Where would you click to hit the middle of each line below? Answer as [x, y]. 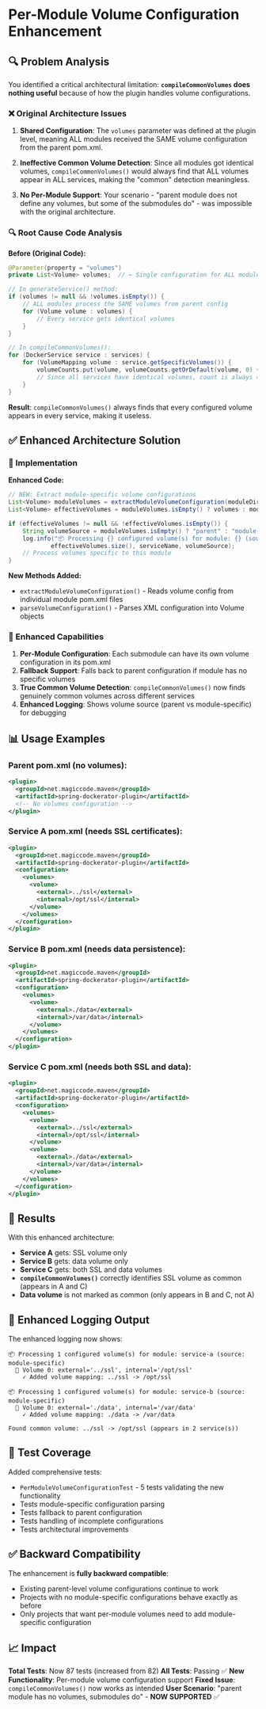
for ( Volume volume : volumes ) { [78, 311]
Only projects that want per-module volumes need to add [113, 1614]
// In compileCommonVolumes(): [60, 348]
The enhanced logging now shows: [65, 1339]
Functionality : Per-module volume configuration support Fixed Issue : [122, 1680]
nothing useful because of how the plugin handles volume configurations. [129, 93]
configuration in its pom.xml [65, 662]
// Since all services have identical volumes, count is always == [150, 377]
